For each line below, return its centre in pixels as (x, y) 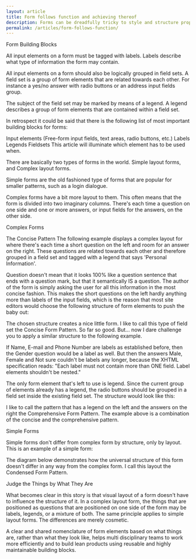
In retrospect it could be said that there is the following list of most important (98, 121)
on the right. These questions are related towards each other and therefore (96, 251)
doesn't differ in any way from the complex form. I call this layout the (89, 467)
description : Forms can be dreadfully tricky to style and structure (92, 22)
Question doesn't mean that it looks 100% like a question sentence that (91, 275)
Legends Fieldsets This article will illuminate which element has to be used (96, 145)
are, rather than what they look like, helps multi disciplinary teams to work (95, 538)
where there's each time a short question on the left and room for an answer (98, 245)
